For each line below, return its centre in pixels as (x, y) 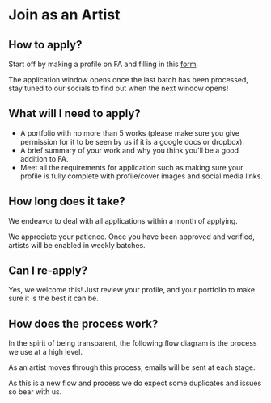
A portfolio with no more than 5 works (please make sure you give (130, 133)
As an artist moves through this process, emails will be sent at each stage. (132, 367)
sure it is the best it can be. (53, 298)
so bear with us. (35, 392)
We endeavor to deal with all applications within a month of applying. (123, 220)
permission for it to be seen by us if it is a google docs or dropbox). (132, 141)
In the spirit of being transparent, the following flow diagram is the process (133, 343)
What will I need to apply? (75, 113)
